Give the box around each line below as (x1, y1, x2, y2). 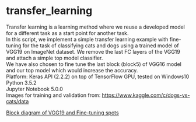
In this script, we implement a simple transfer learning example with (6, 36, 169, 43)
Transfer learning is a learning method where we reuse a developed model (6, 23, 185, 30)
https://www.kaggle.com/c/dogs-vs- (101, 92, 190, 99)
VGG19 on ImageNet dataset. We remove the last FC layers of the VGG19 (6, 48, 181, 55)
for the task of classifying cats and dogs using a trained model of (22, 42, 179, 49)
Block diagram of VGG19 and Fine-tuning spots (6, 109, 119, 116)
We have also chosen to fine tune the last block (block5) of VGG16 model (6, 60, 182, 68)
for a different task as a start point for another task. (6, 29, 129, 36)
